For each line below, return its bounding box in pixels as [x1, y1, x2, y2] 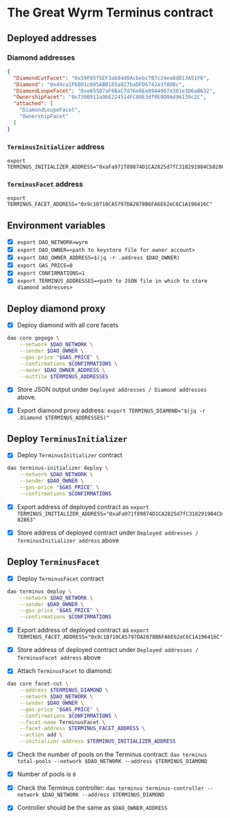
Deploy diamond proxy [7, 303, 106, 314]
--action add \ [19, 732, 63, 738]
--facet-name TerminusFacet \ [19, 718, 106, 725]
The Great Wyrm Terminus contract [7, 5, 214, 21]
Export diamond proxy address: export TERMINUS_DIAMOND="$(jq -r [16, 406, 206, 414]
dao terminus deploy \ [7, 588, 72, 595]
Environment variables [7, 220, 106, 231]
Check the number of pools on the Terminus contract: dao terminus [16, 750, 207, 759]
